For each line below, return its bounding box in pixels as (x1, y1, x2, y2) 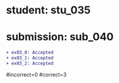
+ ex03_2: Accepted (6, 60, 54, 66)
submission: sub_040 (6, 30, 114, 44)
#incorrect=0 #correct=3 (6, 71, 67, 78)
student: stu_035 (6, 4, 91, 17)
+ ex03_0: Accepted (6, 50, 54, 56)
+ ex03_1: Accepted (6, 55, 54, 61)
